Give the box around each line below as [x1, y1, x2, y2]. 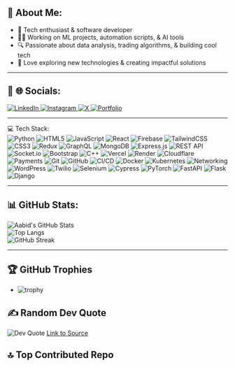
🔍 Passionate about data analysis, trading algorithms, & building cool [17, 41, 217, 49]
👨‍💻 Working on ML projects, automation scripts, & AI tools [17, 33, 184, 41]
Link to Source [46, 329, 89, 338]
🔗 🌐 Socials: [7, 85, 61, 97]
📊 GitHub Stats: [7, 199, 79, 211]
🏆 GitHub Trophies [7, 264, 93, 275]
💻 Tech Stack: [7, 124, 50, 133]
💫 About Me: [7, 7, 63, 19]
